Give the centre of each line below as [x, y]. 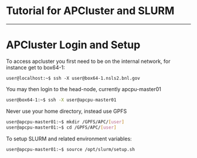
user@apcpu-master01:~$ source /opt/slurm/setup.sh [70, 149]
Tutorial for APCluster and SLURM [90, 11]
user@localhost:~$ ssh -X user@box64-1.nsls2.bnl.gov [73, 78]
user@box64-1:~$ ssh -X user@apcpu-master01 [61, 100]
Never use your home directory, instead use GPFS [67, 111]
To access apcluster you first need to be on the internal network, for [88, 61]
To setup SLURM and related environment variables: [69, 139]
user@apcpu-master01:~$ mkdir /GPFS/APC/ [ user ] [65, 122]
